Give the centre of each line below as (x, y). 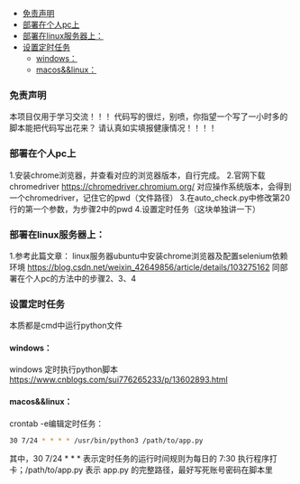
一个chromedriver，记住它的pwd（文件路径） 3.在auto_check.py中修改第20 (150, 198)
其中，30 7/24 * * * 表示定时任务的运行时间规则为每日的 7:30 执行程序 (140, 459)
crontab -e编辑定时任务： (57, 423)
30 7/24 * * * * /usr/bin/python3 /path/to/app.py (106, 441)
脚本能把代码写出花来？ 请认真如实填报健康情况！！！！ (113, 128)
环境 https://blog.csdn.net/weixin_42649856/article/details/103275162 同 (145, 267)
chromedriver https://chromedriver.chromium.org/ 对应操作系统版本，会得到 (150, 186)
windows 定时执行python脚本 (64, 369)
